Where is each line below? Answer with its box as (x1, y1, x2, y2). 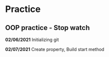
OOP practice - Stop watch (5, 23, 90, 32)
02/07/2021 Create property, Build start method (5, 46, 104, 52)
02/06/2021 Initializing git (5, 36, 59, 42)
